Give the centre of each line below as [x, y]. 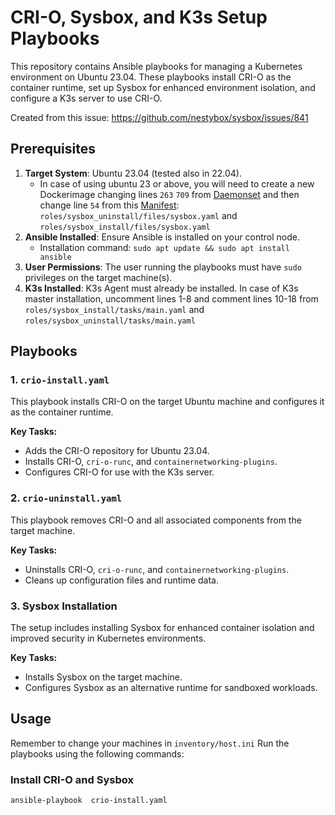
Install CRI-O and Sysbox [72, 779]
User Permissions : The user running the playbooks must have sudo [163, 267]
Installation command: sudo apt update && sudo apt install [164, 247]
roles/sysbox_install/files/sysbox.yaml [125, 227]
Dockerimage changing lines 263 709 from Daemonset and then [169, 194]
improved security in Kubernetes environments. [108, 638]
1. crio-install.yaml [60, 380]
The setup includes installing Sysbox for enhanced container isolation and [162, 628]
